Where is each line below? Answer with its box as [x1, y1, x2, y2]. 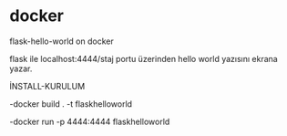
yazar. [9, 63, 33, 74]
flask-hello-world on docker [9, 36, 114, 47]
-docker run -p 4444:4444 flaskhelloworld [9, 116, 170, 127]
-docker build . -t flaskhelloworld [9, 98, 133, 110]
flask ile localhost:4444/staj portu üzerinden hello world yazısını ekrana [9, 53, 278, 64]
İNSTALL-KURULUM [9, 80, 86, 91]
